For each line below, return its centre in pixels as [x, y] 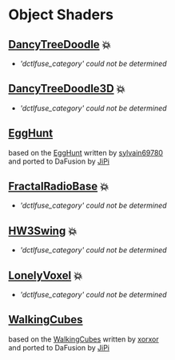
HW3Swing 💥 [43, 231]
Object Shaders [61, 15]
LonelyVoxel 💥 [46, 275]
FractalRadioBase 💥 [59, 186]
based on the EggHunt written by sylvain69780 [86, 152]
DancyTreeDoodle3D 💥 [67, 89]
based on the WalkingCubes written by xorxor [84, 339]
